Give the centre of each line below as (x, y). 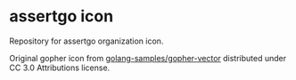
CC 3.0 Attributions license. (60, 68)
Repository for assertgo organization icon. (86, 41)
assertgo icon (62, 16)
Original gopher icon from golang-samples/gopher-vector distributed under (148, 58)
